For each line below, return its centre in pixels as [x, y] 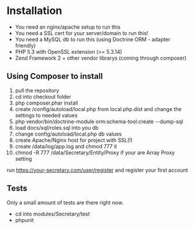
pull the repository [37, 90]
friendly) [25, 46]
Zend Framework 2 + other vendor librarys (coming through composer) [101, 58]
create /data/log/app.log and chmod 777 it [66, 146]
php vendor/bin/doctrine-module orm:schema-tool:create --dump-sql [99, 122]
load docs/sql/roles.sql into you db [57, 127]
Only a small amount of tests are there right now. [65, 202]
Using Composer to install [55, 76]
